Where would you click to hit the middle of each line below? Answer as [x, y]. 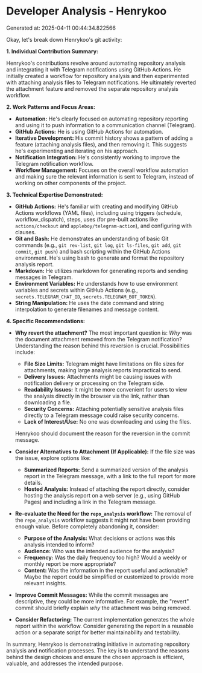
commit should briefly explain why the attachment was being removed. [103, 608]
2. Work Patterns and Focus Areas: [51, 107]
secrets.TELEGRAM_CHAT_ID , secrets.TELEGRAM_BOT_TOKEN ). [86, 296]
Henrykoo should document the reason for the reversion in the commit [103, 433]
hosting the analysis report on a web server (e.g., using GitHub [102, 495]
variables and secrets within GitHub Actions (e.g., [77, 290]
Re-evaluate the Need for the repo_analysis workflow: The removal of [103, 513]
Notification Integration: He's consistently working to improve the [97, 157]
